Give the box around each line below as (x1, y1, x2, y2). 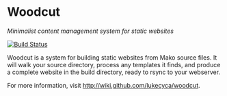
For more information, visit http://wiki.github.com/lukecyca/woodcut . (7, 81, 200, 89)
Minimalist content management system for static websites (7, 27, 174, 35)
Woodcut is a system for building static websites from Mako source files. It (7, 53, 217, 62)
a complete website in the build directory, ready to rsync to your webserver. (7, 68, 221, 76)
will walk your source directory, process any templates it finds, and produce (7, 60, 221, 69)
